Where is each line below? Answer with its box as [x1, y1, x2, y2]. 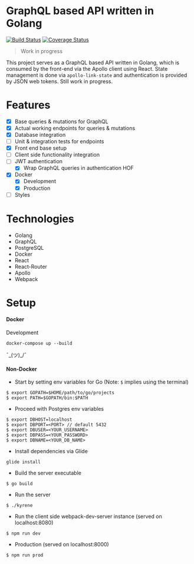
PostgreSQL [14, 244, 44, 251]
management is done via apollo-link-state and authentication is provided [6, 71, 188, 78]
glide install [6, 459, 41, 465]
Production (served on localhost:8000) [14, 541, 109, 548]
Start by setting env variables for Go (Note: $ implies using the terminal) [14, 378, 189, 385]
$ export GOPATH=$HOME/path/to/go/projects [6, 390, 115, 396]
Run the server [14, 491, 51, 499]
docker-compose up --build [6, 340, 73, 346]
